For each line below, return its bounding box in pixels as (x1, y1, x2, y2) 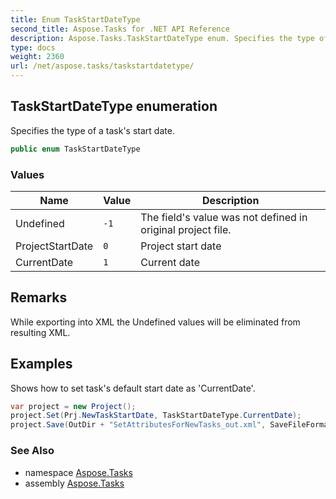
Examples (10, 356, 73, 373)
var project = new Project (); (10, 401, 137, 411)
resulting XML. (10, 326, 71, 338)
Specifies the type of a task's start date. (10, 124, 175, 136)
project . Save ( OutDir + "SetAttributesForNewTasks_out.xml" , (10, 420, 267, 430)
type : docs (10, 42, 56, 53)
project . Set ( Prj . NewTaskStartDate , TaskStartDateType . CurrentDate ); (10, 411, 302, 421)
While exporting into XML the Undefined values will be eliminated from (10, 316, 301, 328)
